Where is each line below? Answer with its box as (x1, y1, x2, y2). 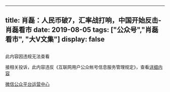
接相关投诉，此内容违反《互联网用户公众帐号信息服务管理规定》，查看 (5, 64, 149, 70)
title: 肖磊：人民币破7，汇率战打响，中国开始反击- (5, 16, 162, 25)
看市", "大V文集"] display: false (5, 35, 105, 43)
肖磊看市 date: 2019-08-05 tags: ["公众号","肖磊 (5, 26, 158, 34)
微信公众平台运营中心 (5, 81, 50, 87)
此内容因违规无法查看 (5, 53, 50, 59)
